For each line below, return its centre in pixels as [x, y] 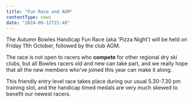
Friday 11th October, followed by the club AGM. [63, 46]
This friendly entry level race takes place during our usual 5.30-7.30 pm [93, 81]
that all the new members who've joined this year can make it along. [89, 70]
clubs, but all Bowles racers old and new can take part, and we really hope [97, 63]
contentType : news [29, 17]
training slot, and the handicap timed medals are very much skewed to [92, 88]
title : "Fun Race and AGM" [39, 12]
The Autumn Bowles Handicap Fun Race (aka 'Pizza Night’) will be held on [97, 40]
